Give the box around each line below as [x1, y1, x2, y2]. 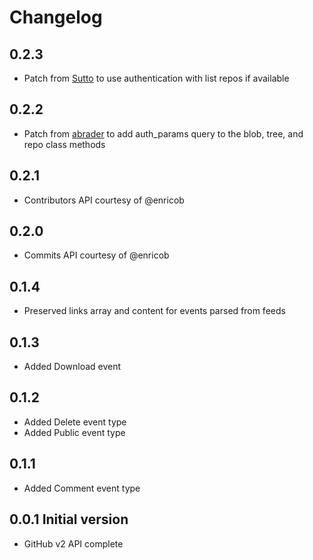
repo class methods [23, 138, 106, 150]
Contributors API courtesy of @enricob [23, 194, 185, 206]
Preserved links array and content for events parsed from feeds [23, 305, 286, 317]
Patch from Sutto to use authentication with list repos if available [23, 72, 290, 84]
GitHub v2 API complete [23, 537, 124, 550]
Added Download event [23, 361, 122, 373]
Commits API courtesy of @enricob [23, 249, 170, 261]
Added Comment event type [23, 482, 141, 494]
